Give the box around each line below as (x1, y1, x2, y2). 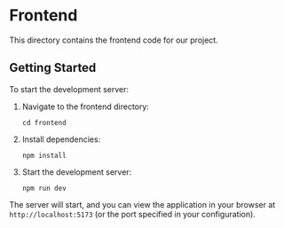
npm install (21, 151, 67, 160)
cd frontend (21, 118, 67, 127)
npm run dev (21, 184, 67, 193)
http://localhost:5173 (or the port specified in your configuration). (9, 208, 256, 219)
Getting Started (9, 60, 97, 75)
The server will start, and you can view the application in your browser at (9, 199, 276, 209)
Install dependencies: (21, 134, 101, 145)
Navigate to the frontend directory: (21, 101, 149, 112)
